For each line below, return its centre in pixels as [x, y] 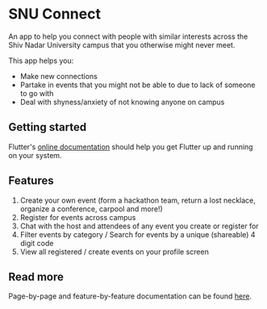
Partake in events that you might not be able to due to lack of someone [138, 85]
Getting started [48, 127]
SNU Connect [54, 14]
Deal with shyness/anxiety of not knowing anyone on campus [122, 102]
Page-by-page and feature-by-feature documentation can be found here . [130, 296]
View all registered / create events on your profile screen [115, 252]
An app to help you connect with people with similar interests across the [128, 36]
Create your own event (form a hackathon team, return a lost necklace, [138, 200]
